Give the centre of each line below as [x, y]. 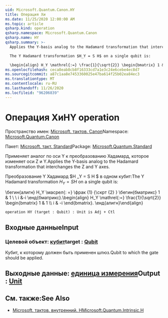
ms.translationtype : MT [30, 79]
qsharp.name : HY [22, 38]
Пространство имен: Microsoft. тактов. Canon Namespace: [67, 131]
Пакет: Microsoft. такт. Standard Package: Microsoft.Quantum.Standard [79, 146]
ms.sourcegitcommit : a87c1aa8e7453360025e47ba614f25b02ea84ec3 [72, 74]
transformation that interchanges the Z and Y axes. [57, 166]
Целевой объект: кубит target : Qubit [52, 242]
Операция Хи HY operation [62, 117]
